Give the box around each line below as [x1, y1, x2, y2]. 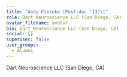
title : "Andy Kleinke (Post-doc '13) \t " [6, 8, 109, 15]
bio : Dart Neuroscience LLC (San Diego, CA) [6, 25, 119, 32]
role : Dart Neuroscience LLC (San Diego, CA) [6, 14, 122, 20]
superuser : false [6, 36, 50, 42]
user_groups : [6, 42, 39, 48]
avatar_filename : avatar [6, 20, 68, 26]
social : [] [6, 31, 34, 37]
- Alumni [11, 48, 34, 54]
